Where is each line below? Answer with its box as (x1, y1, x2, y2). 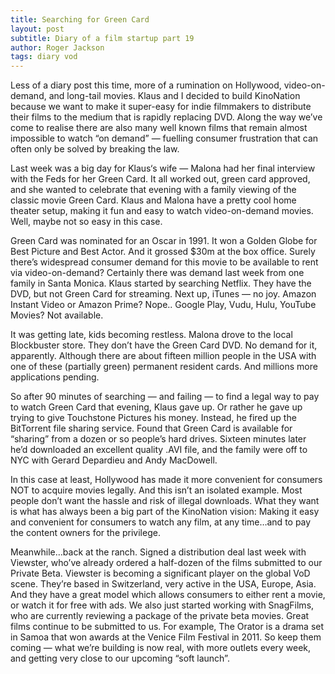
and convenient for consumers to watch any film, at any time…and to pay (10, 516, 312, 528)
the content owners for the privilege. (10, 527, 161, 539)
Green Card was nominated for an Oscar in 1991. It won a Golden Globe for (10, 235, 318, 247)
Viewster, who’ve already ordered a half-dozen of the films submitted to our (10, 557, 323, 569)
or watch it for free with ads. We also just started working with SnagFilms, (10, 599, 315, 611)
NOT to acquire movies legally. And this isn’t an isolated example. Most (10, 484, 303, 496)
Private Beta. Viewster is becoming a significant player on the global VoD (10, 567, 311, 580)
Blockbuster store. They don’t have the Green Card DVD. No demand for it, (10, 339, 318, 351)
